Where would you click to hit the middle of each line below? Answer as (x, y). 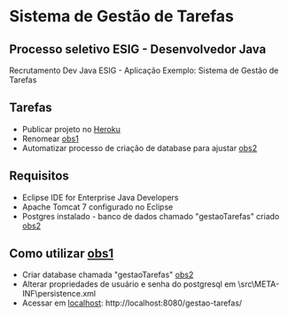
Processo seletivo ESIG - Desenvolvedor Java (138, 49)
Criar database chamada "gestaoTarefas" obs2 (108, 275)
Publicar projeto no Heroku (71, 129)
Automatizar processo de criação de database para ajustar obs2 (140, 147)
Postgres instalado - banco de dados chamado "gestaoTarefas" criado (151, 216)
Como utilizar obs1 (61, 254)
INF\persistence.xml (58, 294)
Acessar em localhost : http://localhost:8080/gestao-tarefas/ (132, 303)
